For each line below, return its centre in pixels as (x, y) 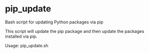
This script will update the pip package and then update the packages (74, 31)
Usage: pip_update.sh (27, 45)
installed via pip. (21, 36)
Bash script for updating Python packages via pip (54, 22)
